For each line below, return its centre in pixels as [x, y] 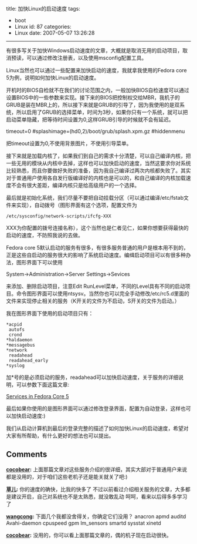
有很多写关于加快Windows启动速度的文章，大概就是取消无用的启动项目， [94, 51]
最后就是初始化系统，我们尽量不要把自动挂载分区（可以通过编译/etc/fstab [95, 198]
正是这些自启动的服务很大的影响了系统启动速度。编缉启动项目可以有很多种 [96, 255]
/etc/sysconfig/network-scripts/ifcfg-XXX [59, 216]
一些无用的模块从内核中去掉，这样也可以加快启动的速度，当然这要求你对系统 [98, 163]
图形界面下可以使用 [39, 262]
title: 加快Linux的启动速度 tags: [43, 9]
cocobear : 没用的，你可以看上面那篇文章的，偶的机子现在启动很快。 [89, 535]
